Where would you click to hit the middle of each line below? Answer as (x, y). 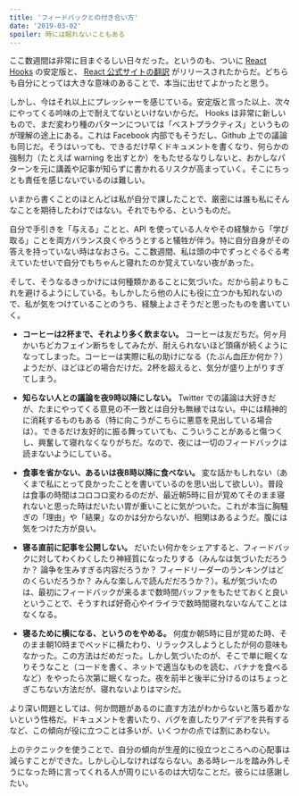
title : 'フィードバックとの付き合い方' (74, 17)
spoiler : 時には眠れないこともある (67, 34)
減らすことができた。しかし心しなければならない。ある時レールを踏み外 (142, 761)
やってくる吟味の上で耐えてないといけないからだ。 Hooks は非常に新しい (151, 113)
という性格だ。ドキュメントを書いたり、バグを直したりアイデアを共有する (153, 719)
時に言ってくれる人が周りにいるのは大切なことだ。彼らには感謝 (165, 772)
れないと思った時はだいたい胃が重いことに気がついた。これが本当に (147, 507)
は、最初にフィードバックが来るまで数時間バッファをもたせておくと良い (155, 592)
